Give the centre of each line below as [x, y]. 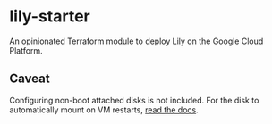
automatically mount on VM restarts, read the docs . [104, 110]
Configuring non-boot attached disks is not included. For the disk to [134, 100]
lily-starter [50, 17]
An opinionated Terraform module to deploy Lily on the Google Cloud [136, 41]
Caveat [30, 79]
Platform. [26, 50]
